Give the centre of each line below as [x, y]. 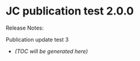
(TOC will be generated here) [51, 51]
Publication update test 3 [37, 39]
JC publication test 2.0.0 [70, 11]
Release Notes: [25, 28]
